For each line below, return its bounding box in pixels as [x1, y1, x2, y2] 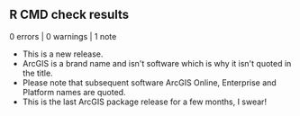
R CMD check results [9, 7, 130, 22]
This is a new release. [22, 49, 104, 59]
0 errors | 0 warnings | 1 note [9, 31, 117, 41]
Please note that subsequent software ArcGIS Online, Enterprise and [22, 76, 277, 88]
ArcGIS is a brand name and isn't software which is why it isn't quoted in [22, 58, 292, 68]
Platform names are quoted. [22, 86, 126, 97]
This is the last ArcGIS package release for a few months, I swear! [22, 96, 268, 107]
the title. [22, 67, 53, 78]
